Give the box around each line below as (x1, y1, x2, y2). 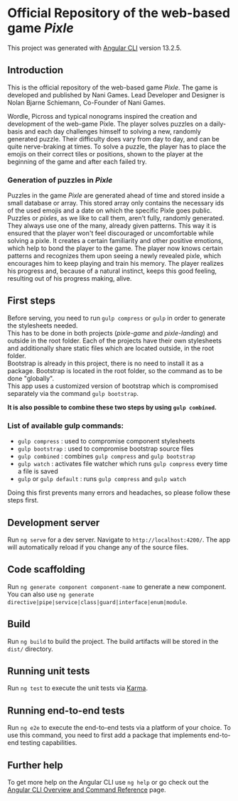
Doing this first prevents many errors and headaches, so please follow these (7, 488, 231, 497)
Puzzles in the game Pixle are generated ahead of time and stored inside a (7, 191, 225, 200)
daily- (209, 119, 226, 128)
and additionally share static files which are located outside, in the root (7, 343, 215, 353)
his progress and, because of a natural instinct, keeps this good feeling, (7, 267, 217, 275)
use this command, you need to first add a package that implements (7, 731, 207, 740)
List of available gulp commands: (7, 421, 124, 431)
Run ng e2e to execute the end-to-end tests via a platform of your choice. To (7, 724, 232, 732)
